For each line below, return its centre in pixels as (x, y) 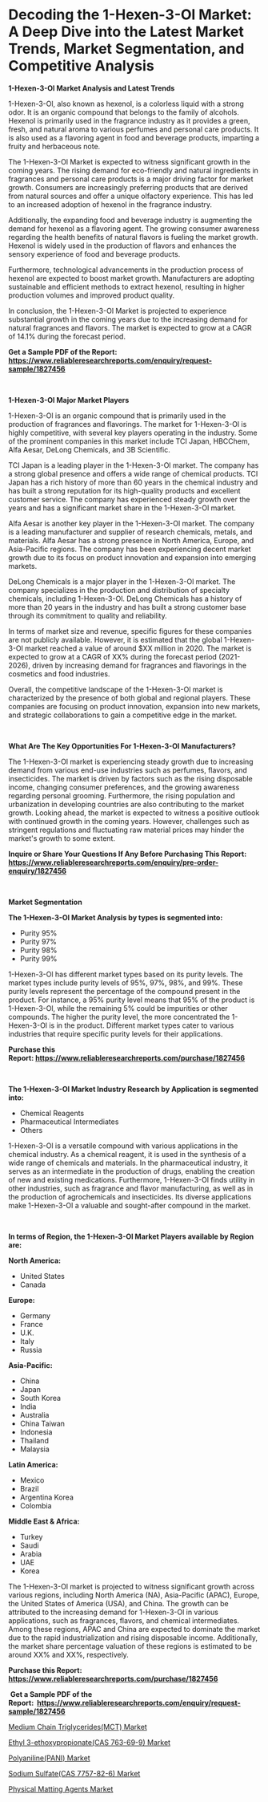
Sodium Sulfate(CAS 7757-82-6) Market (74, 1773)
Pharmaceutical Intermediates (69, 1122)
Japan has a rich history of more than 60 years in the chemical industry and (133, 482)
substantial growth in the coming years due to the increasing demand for (128, 319)
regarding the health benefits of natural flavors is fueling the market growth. (133, 237)
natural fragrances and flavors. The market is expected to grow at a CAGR (130, 327)
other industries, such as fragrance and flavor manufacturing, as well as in (131, 1188)
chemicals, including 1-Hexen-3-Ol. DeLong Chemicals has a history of (125, 599)
